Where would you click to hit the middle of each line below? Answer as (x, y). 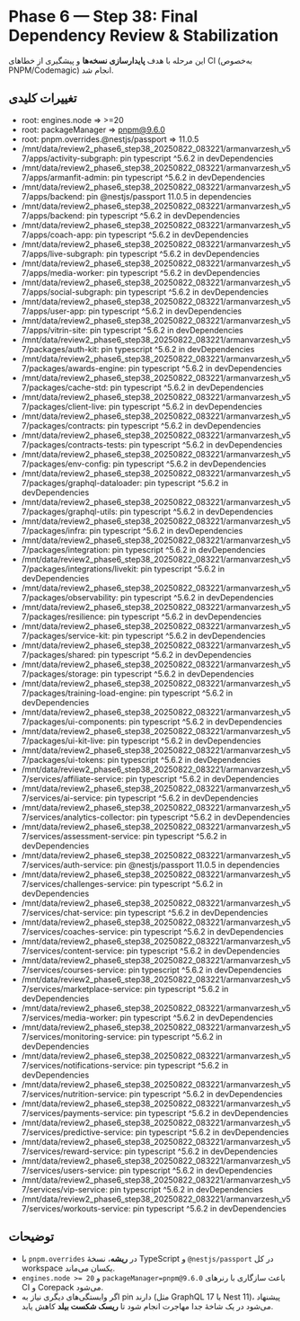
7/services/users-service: (69, 1170)
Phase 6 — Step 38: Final (103, 17)
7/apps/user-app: (54, 311)
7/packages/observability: (70, 597)
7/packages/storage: (60, 674)
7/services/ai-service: (62, 798)
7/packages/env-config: (66, 464)
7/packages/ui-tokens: (63, 759)
